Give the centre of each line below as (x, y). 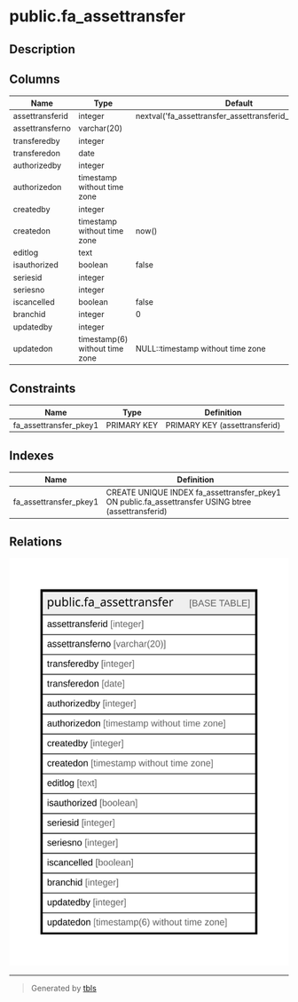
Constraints (43, 388)
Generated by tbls (64, 989)
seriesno (29, 290)
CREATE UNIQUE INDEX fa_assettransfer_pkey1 (194, 493)
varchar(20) (101, 128)
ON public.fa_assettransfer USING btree (179, 502)
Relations (36, 541)
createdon (32, 231)
